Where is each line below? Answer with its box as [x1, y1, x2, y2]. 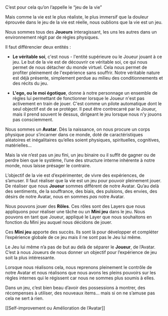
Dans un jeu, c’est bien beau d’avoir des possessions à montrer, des [5, 285, 145, 290]
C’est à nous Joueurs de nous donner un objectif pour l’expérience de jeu [5, 249, 157, 255]
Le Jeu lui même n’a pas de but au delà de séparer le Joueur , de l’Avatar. [5, 244, 155, 250]
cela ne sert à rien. [5, 295, 44, 301]
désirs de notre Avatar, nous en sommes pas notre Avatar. [5, 194, 125, 199]
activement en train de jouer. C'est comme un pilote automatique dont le [12, 101, 162, 107]
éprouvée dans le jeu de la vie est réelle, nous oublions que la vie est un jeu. [5, 20, 163, 25]
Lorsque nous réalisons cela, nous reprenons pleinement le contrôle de [5, 264, 152, 270]
